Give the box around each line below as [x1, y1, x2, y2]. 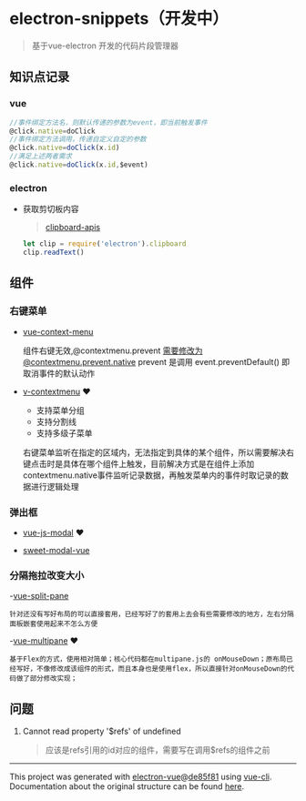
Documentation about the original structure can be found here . [9, 781, 245, 792]
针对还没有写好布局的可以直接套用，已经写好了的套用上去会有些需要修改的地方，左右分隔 [9, 610, 294, 619]
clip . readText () [22, 248, 85, 258]
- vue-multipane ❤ [9, 635, 79, 646]
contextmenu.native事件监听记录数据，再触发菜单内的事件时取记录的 [22, 470, 281, 481]
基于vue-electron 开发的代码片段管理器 [31, 40, 179, 51]
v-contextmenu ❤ [22, 386, 91, 397]
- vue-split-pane [9, 591, 69, 602]
